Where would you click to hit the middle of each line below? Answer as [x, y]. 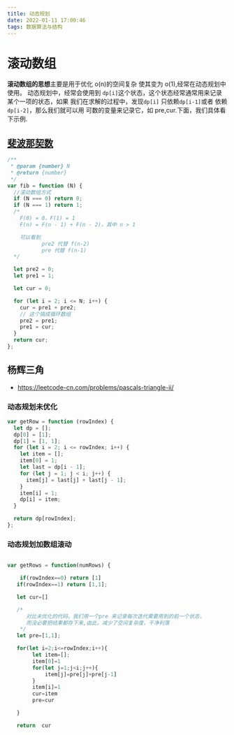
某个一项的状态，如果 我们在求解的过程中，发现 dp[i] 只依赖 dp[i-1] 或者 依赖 [117, 101]
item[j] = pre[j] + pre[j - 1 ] [81, 674]
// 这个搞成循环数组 [45, 314]
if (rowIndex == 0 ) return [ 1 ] [60, 578]
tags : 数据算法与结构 [35, 27]
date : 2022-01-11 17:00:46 [46, 20]
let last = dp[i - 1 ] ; [53, 467]
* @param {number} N [40, 166]
